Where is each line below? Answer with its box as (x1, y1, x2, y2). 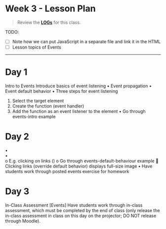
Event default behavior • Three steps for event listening (5, 88, 118, 94)
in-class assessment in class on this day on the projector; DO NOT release (5, 213, 157, 219)
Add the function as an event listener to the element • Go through (12, 109, 146, 114)
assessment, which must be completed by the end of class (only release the (5, 207, 160, 213)
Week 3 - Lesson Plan (5, 3, 96, 14)
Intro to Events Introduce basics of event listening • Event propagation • (5, 83, 152, 89)
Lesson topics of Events (12, 44, 62, 50)
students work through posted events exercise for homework (5, 168, 129, 174)
